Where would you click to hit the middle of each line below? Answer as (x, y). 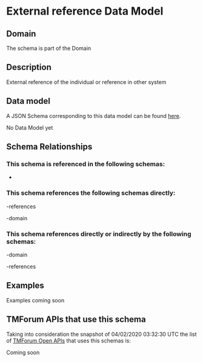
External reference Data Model (85, 11)
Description (29, 67)
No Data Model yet (30, 127)
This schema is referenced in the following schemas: (86, 164)
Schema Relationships (49, 147)
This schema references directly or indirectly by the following (99, 234)
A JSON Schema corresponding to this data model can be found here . (94, 116)
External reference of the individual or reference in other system (86, 82)
